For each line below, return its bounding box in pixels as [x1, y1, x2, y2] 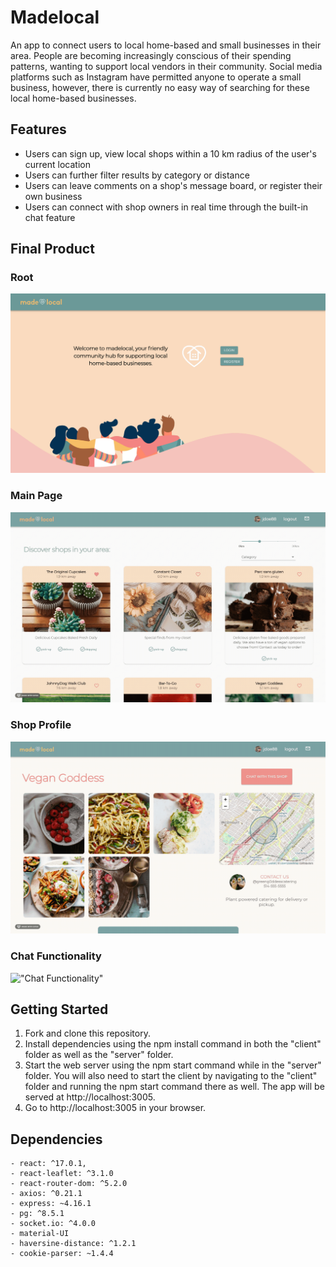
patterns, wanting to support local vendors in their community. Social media [10, 60, 323, 72]
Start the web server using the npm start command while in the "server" [24, 1059, 322, 1071]
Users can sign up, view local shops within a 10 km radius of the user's [24, 147, 317, 160]
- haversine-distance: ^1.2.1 [10, 1239, 137, 1249]
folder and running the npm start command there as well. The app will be [24, 1081, 325, 1093]
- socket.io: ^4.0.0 [10, 1219, 97, 1229]
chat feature [24, 211, 76, 223]
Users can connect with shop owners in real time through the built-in [24, 201, 309, 213]
